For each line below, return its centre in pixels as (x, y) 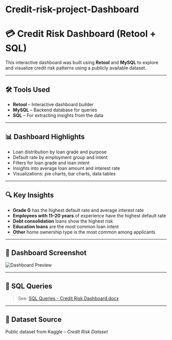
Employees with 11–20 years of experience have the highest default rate (89, 215)
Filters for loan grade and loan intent (51, 163)
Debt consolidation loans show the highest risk (63, 221)
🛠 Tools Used (28, 89)
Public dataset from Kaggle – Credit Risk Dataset (57, 332)
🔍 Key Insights (30, 195)
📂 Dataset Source (34, 319)
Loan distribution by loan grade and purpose (60, 152)
